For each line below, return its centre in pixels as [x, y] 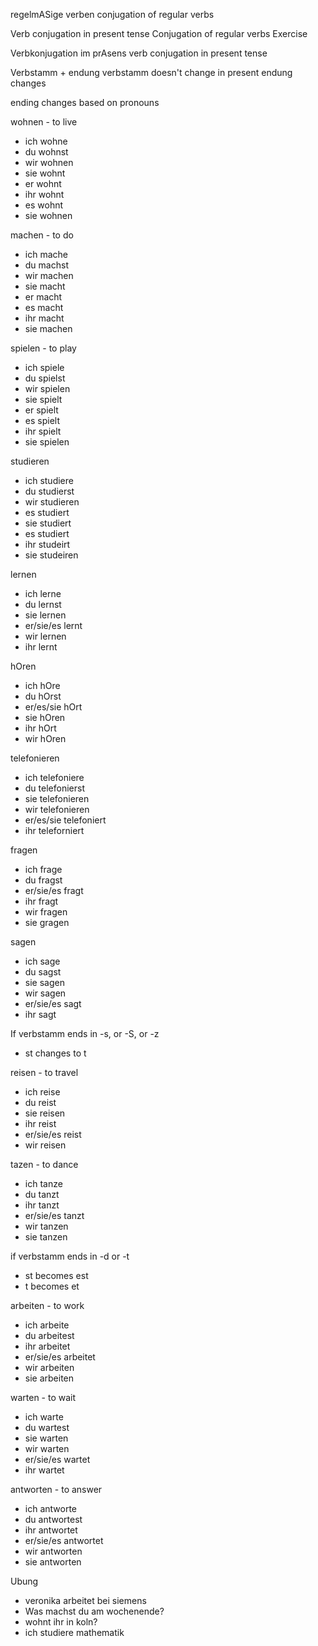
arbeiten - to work [47, 1305]
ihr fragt [41, 901]
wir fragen [46, 912]
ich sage [42, 961]
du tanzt [42, 1194]
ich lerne [43, 593]
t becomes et [52, 1286]
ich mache [46, 254]
